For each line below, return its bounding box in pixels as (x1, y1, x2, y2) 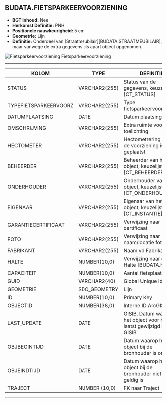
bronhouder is (123, 349, 157, 356)
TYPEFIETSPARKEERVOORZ (7, 102, 74, 109)
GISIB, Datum (123, 310, 155, 317)
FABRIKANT (7, 247, 36, 254)
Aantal (123, 269, 139, 276)
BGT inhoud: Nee (12, 17, 49, 23)
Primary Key (123, 294, 153, 301)
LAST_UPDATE (7, 319, 42, 326)
